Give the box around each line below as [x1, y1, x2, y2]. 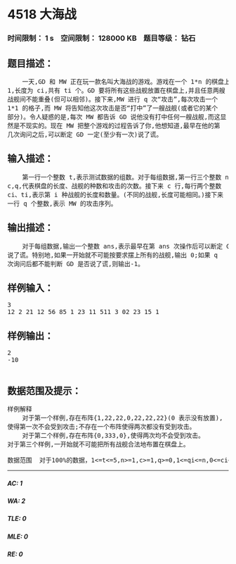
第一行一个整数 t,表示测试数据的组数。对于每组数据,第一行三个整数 [22, 173, 222, 181]
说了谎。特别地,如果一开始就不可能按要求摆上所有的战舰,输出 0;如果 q [7, 251, 218, 259]
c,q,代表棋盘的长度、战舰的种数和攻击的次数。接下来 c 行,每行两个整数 [7, 182, 222, 190]
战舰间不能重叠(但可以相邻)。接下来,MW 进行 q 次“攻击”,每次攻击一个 [7, 95, 218, 103]
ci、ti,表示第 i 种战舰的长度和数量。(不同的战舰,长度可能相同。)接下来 [7, 191, 223, 199]
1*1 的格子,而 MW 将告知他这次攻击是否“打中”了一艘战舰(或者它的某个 [7, 104, 218, 112]
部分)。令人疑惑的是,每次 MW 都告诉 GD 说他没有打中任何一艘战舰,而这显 [7, 113, 227, 120]
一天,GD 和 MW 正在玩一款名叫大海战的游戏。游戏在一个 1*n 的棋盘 [22, 77, 225, 85]
